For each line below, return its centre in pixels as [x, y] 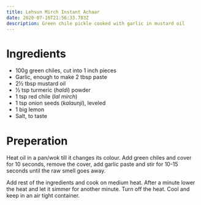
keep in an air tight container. [43, 196]
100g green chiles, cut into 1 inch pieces [66, 70]
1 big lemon [30, 110]
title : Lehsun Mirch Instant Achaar [53, 12]
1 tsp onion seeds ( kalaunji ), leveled [60, 103]
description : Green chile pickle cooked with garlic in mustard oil [96, 23]
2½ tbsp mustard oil [40, 84]
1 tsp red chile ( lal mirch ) [46, 97]
